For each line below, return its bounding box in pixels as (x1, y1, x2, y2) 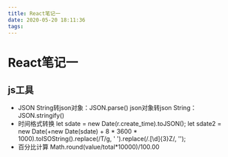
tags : (8, 23, 23, 30)
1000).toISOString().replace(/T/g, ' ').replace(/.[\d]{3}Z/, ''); (17, 135, 186, 143)
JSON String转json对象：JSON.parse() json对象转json (17, 104, 172, 112)
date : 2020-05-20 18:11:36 (8, 17, 86, 23)
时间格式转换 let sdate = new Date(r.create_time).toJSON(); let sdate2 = (17, 120, 222, 128)
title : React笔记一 (8, 10, 61, 17)
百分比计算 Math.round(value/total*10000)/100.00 (17, 143, 160, 151)
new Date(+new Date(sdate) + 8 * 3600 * (17, 127, 137, 136)
